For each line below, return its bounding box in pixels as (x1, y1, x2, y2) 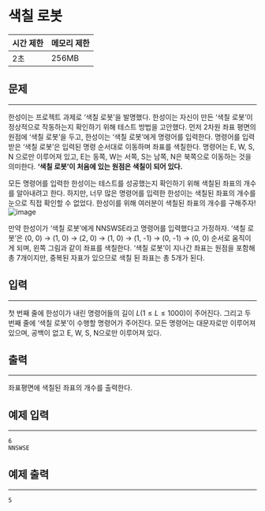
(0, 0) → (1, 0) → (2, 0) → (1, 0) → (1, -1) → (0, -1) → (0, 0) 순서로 (24, 233, 231, 242)
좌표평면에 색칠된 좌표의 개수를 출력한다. (8, 383, 132, 393)
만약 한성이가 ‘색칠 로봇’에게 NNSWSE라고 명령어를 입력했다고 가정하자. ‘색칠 (8, 223, 246, 233)
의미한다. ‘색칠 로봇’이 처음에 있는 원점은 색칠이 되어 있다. (8, 161, 183, 171)
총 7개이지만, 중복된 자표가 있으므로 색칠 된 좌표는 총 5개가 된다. (8, 253, 205, 262)
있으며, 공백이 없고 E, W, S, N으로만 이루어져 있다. (8, 328, 162, 337)
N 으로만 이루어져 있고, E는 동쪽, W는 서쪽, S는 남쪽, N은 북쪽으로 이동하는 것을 (8, 152, 252, 161)
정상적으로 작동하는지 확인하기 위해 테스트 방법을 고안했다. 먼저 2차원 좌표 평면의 (8, 122, 256, 131)
